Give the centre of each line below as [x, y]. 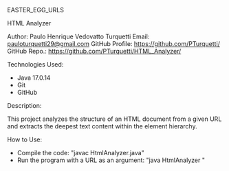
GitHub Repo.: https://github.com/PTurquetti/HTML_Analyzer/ [94, 51]
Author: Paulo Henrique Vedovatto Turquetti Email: [78, 36]
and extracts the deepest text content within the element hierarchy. [102, 126]
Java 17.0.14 [34, 78]
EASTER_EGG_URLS [35, 10]
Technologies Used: [35, 64]
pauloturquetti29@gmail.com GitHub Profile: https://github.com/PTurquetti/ [113, 44]
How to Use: [25, 139]
